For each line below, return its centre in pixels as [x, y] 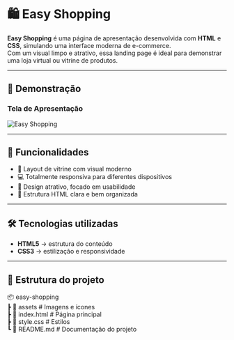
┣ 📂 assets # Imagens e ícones [51, 307]
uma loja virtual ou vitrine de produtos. [63, 60]
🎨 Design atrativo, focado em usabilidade [76, 187]
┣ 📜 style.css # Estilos [39, 322]
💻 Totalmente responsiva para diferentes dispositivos [95, 177]
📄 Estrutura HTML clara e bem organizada [77, 194]
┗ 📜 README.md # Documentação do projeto [72, 330]
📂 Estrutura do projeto [56, 280]
